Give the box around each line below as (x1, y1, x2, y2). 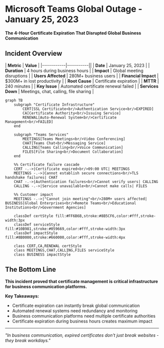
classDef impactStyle (14, 231, 58, 235)
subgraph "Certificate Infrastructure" (14, 102, 95, 107)
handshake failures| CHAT (5, 175, 58, 180)
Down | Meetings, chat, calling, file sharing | (5, 88, 94, 94)
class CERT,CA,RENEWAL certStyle (14, 243, 82, 248)
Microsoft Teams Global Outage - (5, 3, 143, 15)
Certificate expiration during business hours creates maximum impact (12, 318, 153, 324)
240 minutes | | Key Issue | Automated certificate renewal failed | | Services (5, 83, 159, 89)
